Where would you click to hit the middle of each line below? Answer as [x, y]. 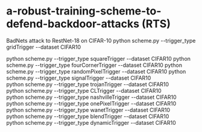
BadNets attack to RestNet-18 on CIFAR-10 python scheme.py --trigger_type [101, 40]
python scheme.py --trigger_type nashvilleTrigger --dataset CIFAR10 [91, 97]
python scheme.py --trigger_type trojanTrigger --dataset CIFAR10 [88, 84]
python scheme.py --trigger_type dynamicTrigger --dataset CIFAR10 [91, 122]
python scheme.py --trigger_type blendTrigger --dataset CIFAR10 [88, 116]
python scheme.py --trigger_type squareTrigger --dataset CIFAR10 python [99, 58]
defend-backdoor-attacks [73, 24]
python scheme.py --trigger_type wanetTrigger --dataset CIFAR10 [88, 110]
